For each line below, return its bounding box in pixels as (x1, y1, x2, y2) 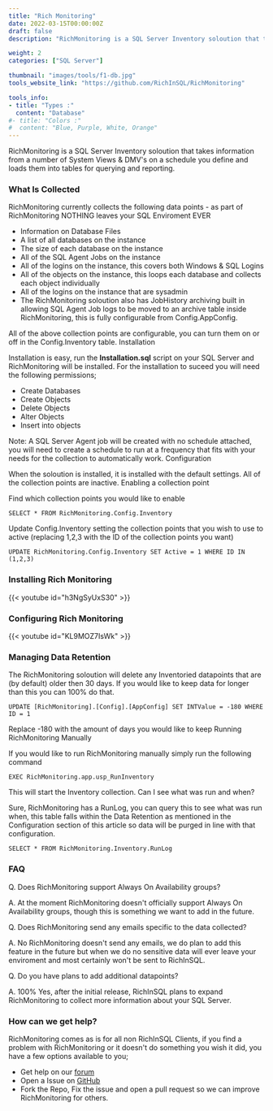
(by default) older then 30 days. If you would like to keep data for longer (8, 679, 249, 688)
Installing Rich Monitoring (8, 574, 112, 585)
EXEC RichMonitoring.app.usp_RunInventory (8, 773, 154, 781)
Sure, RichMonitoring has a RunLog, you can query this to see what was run (8, 803, 262, 813)
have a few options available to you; (8, 1051, 128, 1061)
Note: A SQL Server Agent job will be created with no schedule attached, (8, 436, 252, 446)
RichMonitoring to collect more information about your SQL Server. (8, 995, 232, 1005)
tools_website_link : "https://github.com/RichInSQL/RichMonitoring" (8, 79, 245, 87)
